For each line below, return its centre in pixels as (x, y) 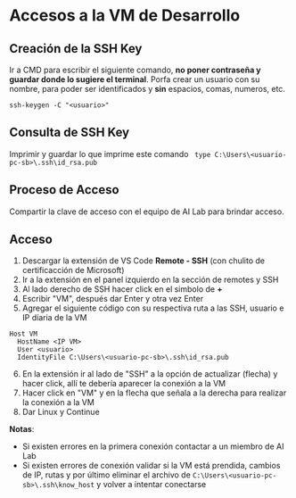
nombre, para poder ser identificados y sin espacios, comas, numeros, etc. (147, 89)
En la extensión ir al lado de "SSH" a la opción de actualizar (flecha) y (150, 374)
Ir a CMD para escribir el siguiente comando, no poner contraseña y (135, 70)
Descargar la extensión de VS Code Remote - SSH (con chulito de (144, 261)
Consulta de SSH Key (70, 133)
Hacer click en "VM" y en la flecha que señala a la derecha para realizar (154, 393)
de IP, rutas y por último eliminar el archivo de (107, 475)
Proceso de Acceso (64, 190)
